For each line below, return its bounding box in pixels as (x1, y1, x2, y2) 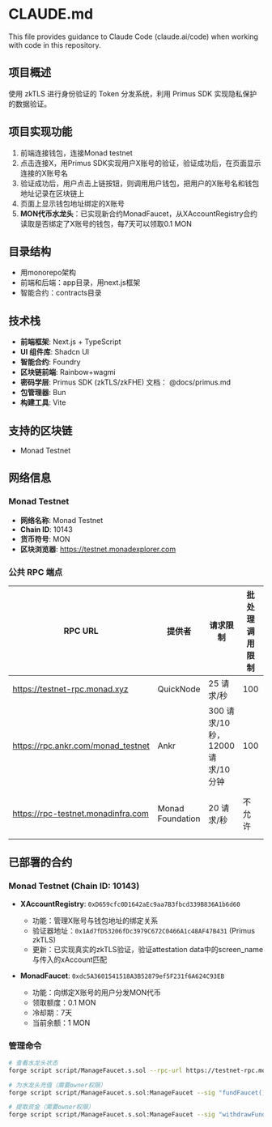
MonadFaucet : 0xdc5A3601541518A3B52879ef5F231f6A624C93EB (19, 971, 225, 980)
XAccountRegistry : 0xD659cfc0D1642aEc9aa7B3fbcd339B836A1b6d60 (19, 899, 240, 908)
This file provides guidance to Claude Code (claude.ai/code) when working (8, 32, 259, 41)
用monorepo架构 (19, 268, 77, 278)
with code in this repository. (8, 40, 101, 49)
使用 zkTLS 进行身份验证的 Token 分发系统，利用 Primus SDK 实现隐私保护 (8, 88, 257, 98)
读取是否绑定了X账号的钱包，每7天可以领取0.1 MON (19, 219, 193, 228)
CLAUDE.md (8, 5, 94, 23)
